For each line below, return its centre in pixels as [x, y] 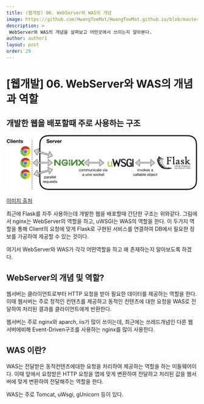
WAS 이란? [26, 350]
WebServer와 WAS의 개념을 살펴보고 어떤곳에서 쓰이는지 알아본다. [80, 32]
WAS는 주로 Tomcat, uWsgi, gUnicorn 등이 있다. [65, 394]
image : [15, 19]
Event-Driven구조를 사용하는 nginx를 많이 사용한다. [93, 329]
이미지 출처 [19, 201]
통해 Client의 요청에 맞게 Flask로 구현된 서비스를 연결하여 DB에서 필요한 [103, 229]
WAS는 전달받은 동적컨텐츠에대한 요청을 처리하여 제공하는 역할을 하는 [89, 366]
